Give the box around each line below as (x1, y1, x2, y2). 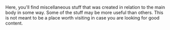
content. (5, 20, 23, 26)
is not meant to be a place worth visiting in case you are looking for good (5, 15, 160, 20)
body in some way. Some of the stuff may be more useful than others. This (5, 9, 163, 15)
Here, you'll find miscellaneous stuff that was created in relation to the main (5, 4, 165, 10)
